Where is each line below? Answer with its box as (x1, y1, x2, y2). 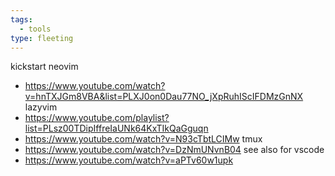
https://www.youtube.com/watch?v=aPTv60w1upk (24, 154, 234, 166)
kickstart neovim (10, 61, 79, 73)
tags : (10, 14, 33, 25)
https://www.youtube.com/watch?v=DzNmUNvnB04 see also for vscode (24, 144, 325, 156)
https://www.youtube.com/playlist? (24, 112, 170, 124)
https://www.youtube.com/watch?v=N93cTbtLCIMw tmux (24, 133, 263, 145)
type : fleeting (10, 33, 74, 43)
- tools (19, 24, 52, 34)
